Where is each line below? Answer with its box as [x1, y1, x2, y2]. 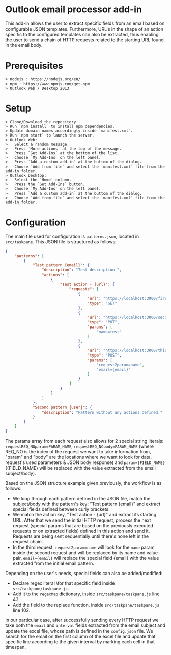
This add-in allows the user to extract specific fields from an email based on [5, 20, 165, 26]
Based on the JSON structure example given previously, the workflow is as [5, 480, 162, 486]
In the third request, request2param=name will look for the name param [12, 544, 155, 550]
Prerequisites [5, 60, 64, 72]
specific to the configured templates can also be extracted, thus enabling [5, 31, 159, 37]
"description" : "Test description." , [41, 267, 122, 273]
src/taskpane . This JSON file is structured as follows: [5, 238, 117, 245]
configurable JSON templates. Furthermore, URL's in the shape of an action [5, 25, 164, 32]
